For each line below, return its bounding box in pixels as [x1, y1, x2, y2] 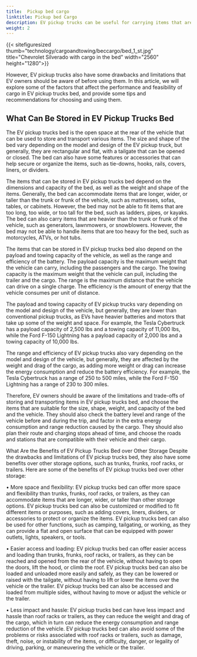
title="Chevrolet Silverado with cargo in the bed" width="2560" [6, 54, 159, 61]
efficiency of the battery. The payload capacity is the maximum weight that [6, 258, 188, 265]
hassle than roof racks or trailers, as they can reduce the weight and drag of [6, 613, 190, 620]
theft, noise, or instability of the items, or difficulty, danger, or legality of [6, 638, 179, 645]
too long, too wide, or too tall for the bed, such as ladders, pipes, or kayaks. [6, 209, 189, 216]
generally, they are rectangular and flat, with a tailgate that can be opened [6, 148, 185, 155]
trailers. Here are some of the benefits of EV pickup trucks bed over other [6, 466, 184, 473]
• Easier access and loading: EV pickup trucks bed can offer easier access [6, 545, 186, 552]
